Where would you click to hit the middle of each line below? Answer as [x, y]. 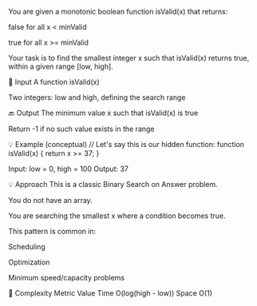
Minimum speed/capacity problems [67, 278]
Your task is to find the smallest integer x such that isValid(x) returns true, [129, 58]
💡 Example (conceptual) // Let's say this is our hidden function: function [127, 144]
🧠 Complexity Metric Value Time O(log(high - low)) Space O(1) [111, 293]
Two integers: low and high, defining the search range [97, 97]
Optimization [29, 262]
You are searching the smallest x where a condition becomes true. [117, 216]
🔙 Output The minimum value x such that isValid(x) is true [103, 113]
